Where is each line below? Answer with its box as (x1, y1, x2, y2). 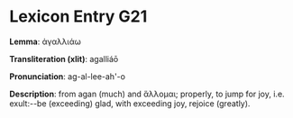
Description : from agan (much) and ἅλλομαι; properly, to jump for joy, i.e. (9, 88, 286, 99)
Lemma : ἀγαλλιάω (9, 36, 81, 47)
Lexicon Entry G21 (9, 6, 148, 27)
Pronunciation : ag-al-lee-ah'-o (9, 70, 126, 82)
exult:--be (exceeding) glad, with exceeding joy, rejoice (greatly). (9, 97, 251, 109)
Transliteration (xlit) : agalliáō (9, 53, 119, 64)
